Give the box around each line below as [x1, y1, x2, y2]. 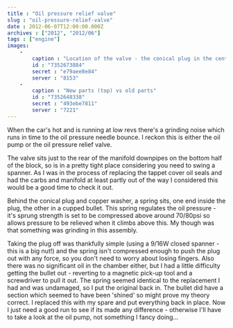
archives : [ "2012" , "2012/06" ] [7, 29, 101, 37]
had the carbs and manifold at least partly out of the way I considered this [7, 176, 218, 184]
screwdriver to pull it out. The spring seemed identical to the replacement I [7, 276, 221, 284]
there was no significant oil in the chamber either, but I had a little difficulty [7, 261, 221, 270]
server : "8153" [32, 74, 79, 82]
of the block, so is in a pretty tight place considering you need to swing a [7, 161, 216, 170]
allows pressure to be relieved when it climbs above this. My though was [7, 219, 215, 227]
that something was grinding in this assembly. [7, 226, 139, 234]
